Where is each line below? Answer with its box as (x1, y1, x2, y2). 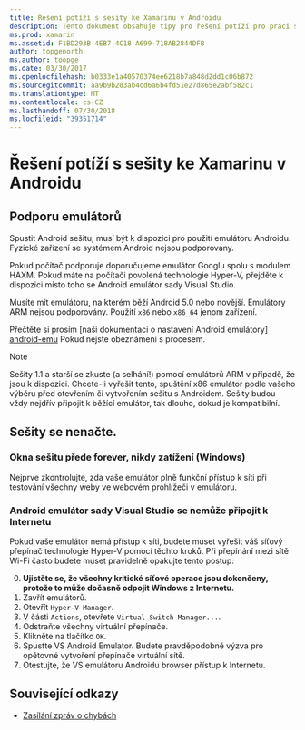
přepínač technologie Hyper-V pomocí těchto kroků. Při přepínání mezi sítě (9, 546, 289, 557)
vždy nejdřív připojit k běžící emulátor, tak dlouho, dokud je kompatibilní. (9, 398, 280, 409)
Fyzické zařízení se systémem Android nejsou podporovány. (9, 242, 234, 254)
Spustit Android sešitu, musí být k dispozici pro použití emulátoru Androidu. (9, 233, 291, 244)
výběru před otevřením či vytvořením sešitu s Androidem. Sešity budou (9, 388, 276, 399)
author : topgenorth (9, 47, 84, 56)
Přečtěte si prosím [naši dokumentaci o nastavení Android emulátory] (9, 324, 269, 336)
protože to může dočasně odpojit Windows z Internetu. (22, 582, 235, 594)
